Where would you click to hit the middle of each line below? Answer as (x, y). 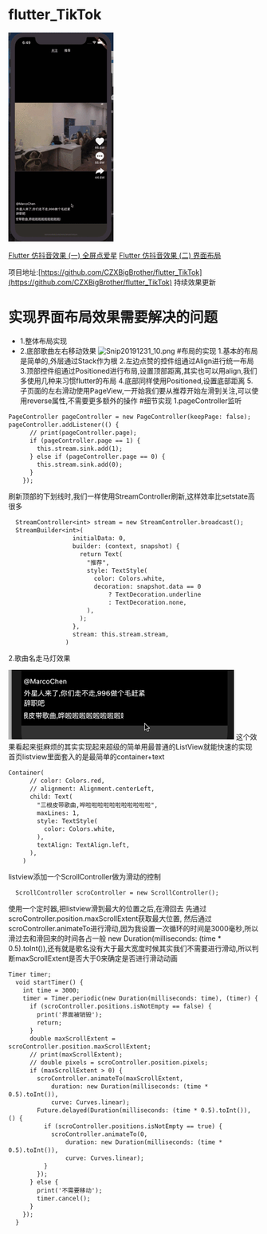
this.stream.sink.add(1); (80, 449)
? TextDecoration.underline (155, 594)
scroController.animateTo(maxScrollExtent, (110, 1078)
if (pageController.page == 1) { (85, 441)
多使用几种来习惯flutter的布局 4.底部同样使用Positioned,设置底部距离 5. (136, 381)
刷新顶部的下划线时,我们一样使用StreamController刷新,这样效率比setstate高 (132, 496)
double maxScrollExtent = (72, 1038)
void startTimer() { (49, 982)
